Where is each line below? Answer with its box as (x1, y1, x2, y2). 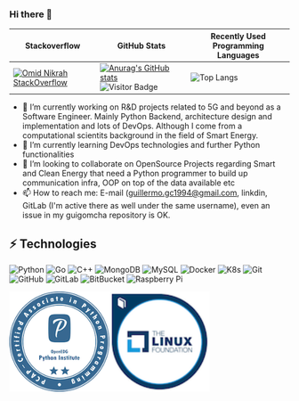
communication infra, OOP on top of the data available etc (21, 177, 236, 188)
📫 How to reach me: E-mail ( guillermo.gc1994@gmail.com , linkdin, (21, 187, 268, 198)
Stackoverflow (25, 40, 81, 51)
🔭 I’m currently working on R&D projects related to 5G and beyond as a (21, 102, 282, 112)
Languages (216, 49, 260, 61)
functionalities (21, 149, 75, 160)
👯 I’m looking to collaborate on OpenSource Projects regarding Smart (21, 158, 276, 168)
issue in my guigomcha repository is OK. (21, 209, 171, 220)
